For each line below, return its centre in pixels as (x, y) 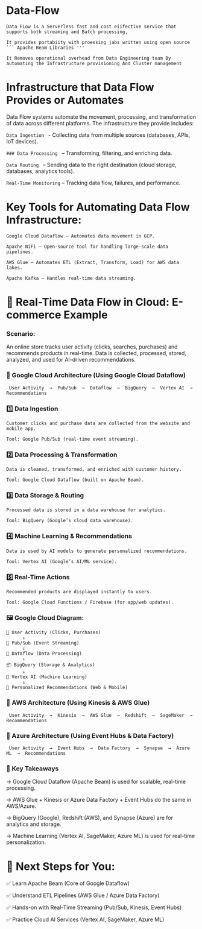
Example (85, 315)
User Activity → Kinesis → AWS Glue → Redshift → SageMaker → (101, 715)
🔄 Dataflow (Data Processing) (44, 654)
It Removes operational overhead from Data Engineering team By (89, 58)
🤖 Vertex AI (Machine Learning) (47, 677)
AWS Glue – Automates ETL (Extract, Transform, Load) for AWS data (93, 262)
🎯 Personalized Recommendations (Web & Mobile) (67, 688)
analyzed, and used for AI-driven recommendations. (71, 360)
